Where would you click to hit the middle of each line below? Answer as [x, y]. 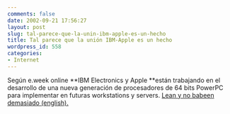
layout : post [27, 27]
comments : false [31, 14]
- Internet [23, 60]
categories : [25, 54]
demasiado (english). [38, 103]
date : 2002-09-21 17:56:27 [47, 21]
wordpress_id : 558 [34, 47]
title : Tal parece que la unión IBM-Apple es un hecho [90, 40]
